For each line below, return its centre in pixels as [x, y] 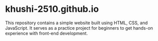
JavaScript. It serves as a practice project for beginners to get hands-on [79, 28]
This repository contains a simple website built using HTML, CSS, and [77, 23]
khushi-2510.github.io [52, 9]
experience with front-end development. [46, 33]
